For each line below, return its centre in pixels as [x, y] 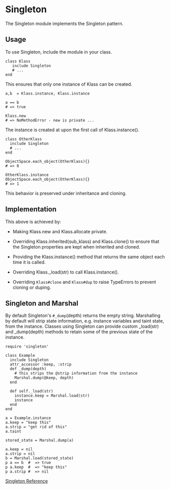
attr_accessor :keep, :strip [41, 364]
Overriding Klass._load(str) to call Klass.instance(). [66, 272]
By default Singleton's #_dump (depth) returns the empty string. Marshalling [83, 315]
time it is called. [29, 262]
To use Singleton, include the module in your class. [59, 52]
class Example [20, 356]
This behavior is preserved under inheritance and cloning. [66, 193]
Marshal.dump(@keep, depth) [44, 378]
